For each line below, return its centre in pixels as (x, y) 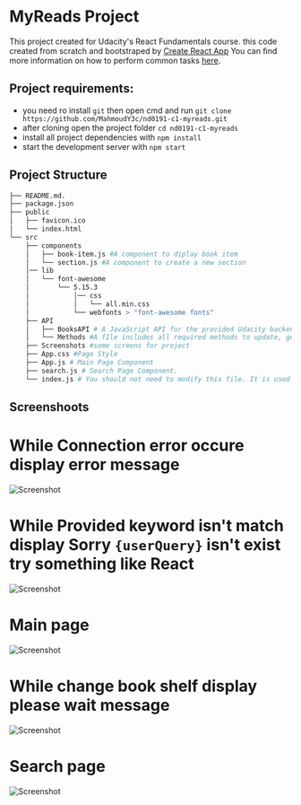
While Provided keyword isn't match (146, 526)
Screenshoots (49, 407)
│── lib (39, 271)
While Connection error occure (127, 446)
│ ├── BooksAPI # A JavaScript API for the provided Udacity (146, 329)
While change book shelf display (133, 686)
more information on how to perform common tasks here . (115, 60)
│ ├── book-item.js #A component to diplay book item (132, 254)
